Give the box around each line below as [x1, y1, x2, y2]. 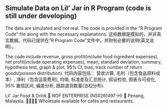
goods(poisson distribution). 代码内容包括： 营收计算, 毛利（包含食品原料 [5, 70, 156, 76]
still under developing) [5, 12, 77, 20]
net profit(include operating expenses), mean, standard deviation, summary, [5, 58, 162, 64]
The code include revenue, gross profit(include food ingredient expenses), [5, 53, 158, 59]
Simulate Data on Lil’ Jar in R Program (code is [5, 4, 151, 12]
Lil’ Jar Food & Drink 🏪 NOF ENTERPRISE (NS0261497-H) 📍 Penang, [5, 92, 145, 98]
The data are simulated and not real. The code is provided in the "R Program [5, 25, 162, 31]
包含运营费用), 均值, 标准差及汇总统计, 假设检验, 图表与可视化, [29, 76, 156, 82]
